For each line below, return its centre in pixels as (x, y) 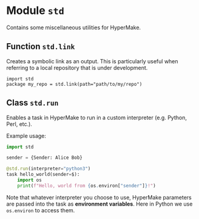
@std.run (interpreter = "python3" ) (49, 169)
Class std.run (32, 103)
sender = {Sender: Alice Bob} (45, 158)
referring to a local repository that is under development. (77, 68)
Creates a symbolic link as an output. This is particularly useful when (92, 61)
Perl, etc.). (19, 124)
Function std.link (41, 47)
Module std (35, 11)
